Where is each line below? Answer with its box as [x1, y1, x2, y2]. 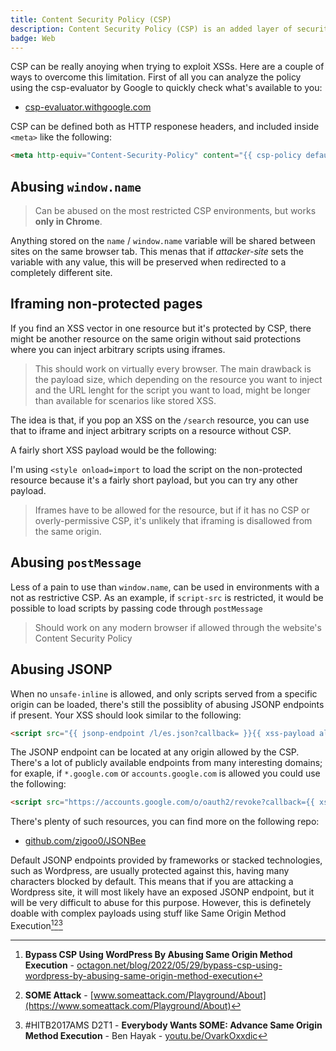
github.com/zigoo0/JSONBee [24, 835, 147, 847]
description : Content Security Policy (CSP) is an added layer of [10, 24, 293, 34]
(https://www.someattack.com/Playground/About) [24, 999, 232, 1011]
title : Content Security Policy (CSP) [10, 14, 172, 25]
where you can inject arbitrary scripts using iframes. [10, 343, 226, 355]
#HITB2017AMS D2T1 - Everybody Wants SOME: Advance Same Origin [24, 1019, 323, 1031]
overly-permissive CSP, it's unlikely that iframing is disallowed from [34, 514, 313, 526]
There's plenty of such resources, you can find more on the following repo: [10, 816, 320, 828]
